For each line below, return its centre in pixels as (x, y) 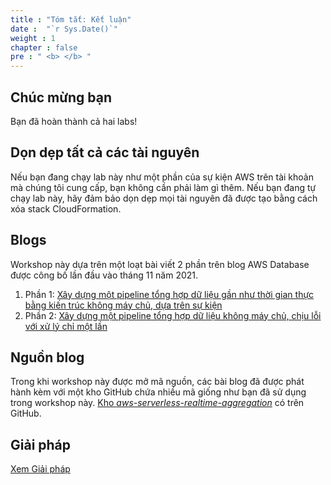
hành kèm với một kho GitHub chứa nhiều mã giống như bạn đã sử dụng (158, 392)
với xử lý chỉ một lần (66, 326)
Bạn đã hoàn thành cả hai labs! (74, 121)
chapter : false (44, 47)
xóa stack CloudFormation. (66, 208)
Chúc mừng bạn (61, 97)
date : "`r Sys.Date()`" (64, 29)
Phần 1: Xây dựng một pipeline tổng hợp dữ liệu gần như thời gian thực (169, 294)
